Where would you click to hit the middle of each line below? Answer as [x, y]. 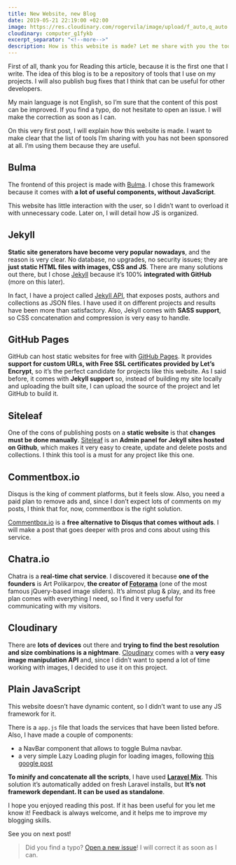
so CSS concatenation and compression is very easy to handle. [99, 318]
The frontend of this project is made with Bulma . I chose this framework [111, 184]
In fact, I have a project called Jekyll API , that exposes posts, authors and [114, 295]
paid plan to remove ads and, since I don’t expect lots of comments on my [114, 501]
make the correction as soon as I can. [62, 117]
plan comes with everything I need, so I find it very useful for [96, 598]
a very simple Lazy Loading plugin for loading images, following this [116, 756]
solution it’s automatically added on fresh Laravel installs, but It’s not [107, 784]
